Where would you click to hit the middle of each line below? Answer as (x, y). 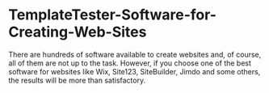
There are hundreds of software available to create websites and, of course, (135, 54)
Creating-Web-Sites (78, 32)
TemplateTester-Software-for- (112, 15)
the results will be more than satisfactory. (77, 80)
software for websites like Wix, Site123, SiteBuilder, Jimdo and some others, (134, 71)
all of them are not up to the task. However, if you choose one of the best (130, 63)
